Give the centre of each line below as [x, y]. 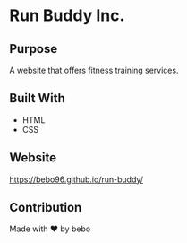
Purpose [34, 49]
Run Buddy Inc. [67, 16]
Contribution [46, 208]
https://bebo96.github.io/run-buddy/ [76, 179]
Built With [37, 98]
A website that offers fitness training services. [94, 70]
